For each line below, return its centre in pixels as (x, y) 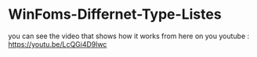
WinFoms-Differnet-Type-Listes (115, 14)
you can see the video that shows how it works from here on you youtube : (129, 36)
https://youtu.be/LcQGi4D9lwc (58, 44)
